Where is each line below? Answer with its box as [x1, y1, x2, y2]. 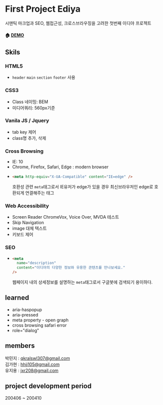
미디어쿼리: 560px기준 [12, 105, 55, 111]
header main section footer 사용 [12, 74, 76, 80]
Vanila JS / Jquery [5, 117, 50, 124]
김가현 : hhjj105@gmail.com [5, 361, 60, 367]
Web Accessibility [5, 202, 49, 209]
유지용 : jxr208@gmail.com [5, 367, 59, 373]
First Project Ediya [5, 3, 81, 15]
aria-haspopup [12, 307, 42, 313]
